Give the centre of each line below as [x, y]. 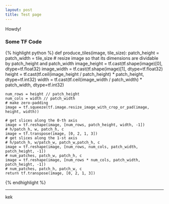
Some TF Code [23, 42]
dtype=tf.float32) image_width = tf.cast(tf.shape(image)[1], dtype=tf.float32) [84, 69]
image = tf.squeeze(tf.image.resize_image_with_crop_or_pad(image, [77, 107]
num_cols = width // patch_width [40, 98]
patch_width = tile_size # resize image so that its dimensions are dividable [82, 58]
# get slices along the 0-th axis [41, 120]
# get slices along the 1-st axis [41, 138]
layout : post [19, 10]
